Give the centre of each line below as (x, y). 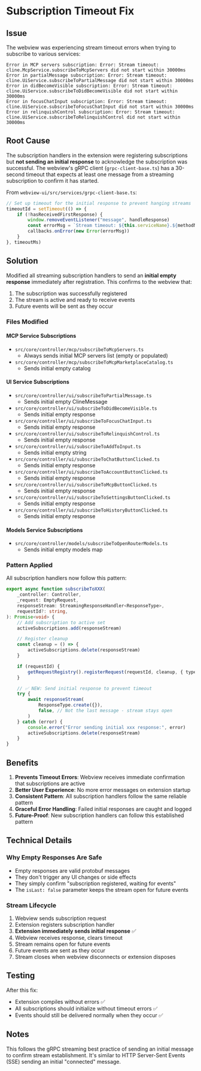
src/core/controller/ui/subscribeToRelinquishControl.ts (87, 434)
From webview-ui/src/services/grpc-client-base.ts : (72, 192)
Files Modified (28, 322)
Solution (22, 261)
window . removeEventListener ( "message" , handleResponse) (99, 220)
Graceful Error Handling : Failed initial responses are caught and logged (103, 809)
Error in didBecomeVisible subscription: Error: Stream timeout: (89, 86)
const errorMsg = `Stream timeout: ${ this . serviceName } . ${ (103, 226)
